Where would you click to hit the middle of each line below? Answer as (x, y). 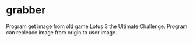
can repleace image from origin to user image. (62, 32)
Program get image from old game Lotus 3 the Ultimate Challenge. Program (97, 26)
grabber (26, 10)
